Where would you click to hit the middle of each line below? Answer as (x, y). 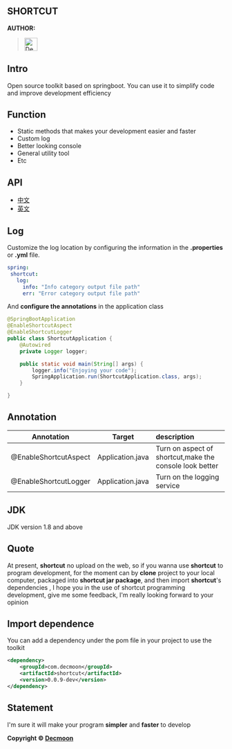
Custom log (33, 138)
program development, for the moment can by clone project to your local (111, 572)
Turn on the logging (187, 477)
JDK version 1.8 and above (45, 527)
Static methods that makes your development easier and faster (107, 132)
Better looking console (49, 146)
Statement (30, 708)
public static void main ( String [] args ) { (81, 364)
